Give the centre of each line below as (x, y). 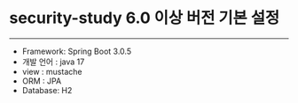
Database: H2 (47, 90)
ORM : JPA (42, 81)
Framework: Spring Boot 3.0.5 (76, 51)
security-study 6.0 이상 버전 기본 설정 (145, 18)
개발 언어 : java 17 (53, 62)
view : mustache (52, 71)
